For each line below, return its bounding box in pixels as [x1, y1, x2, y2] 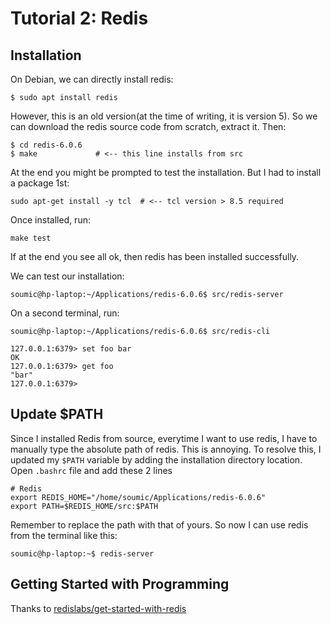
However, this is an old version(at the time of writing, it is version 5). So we [10, 110, 318, 122]
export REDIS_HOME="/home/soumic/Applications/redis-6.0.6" [10, 492, 267, 502]
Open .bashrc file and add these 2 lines [10, 464, 173, 476]
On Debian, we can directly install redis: [10, 73, 174, 85]
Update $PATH [10, 406, 104, 423]
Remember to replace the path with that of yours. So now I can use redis [10, 518, 309, 531]
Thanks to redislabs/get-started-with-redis [10, 602, 187, 614]
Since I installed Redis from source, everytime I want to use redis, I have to [10, 432, 318, 444]
